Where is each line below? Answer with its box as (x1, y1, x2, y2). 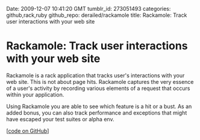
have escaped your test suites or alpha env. (6, 115, 114, 122)
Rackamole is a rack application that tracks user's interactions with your (6, 72, 185, 79)
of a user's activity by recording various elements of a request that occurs (6, 84, 190, 92)
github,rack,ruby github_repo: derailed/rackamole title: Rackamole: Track (6, 11, 187, 19)
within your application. (6, 91, 64, 98)
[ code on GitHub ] (6, 127, 49, 135)
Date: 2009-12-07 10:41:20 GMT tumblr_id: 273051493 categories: (6, 5, 171, 12)
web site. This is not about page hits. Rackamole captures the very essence (6, 78, 194, 85)
